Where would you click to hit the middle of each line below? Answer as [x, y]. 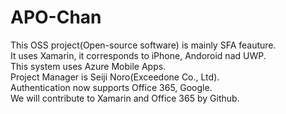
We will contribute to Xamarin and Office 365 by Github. [125, 98]
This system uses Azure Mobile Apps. [88, 66]
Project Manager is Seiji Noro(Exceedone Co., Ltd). [115, 77]
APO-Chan [56, 17]
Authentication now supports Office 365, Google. [111, 87]
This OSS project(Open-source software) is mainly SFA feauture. [143, 45]
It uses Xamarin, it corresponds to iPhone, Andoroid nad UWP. [138, 55]
